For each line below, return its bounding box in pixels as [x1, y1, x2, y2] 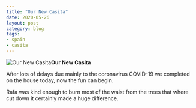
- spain [6, 37, 26, 43]
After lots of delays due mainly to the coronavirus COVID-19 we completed [6, 70, 190, 77]
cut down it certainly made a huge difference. [6, 94, 119, 102]
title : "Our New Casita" [6, 8, 68, 15]
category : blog [6, 25, 44, 32]
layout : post [6, 20, 39, 26]
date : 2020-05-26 [6, 14, 50, 20]
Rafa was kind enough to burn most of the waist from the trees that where [6, 88, 189, 95]
